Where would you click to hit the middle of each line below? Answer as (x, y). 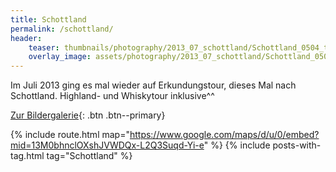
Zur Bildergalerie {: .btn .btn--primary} (88, 115)
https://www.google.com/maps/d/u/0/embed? (224, 135)
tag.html (27, 156)
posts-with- (297, 145)
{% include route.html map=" (70, 135)
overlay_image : (60, 57)
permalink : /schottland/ (62, 29)
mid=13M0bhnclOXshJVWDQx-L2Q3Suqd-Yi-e (107, 145)
